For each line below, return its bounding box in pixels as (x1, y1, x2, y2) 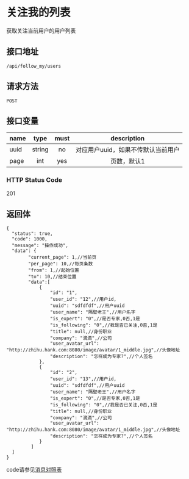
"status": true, (12, 231, 53, 237)
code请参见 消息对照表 (6, 466, 62, 474)
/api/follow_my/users (6, 63, 62, 69)
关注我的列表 (6, 5, 71, 20)
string (32, 145, 49, 154)
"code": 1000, (12, 236, 48, 242)
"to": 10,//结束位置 (28, 274, 77, 280)
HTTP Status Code (6, 176, 63, 184)
